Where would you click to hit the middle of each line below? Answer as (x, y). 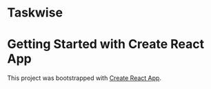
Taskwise (35, 13)
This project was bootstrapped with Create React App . (84, 78)
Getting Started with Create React (106, 44)
